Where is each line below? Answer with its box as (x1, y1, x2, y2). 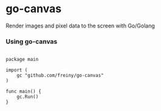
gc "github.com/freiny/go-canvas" (16, 73, 104, 79)
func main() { (5, 88, 42, 95)
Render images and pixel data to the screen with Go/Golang (5, 22, 156, 29)
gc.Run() (16, 94, 39, 100)
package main (5, 57, 39, 63)
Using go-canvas (5, 37, 58, 46)
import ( (5, 67, 28, 73)
